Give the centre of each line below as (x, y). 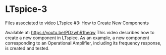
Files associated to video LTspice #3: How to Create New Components (77, 23)
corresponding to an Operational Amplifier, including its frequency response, (83, 43)
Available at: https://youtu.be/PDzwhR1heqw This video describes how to (80, 32)
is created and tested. (27, 48)
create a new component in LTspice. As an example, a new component (77, 38)
